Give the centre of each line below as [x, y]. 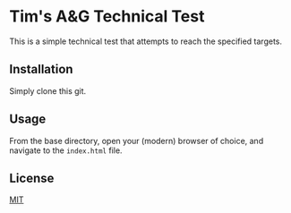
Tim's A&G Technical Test [107, 17]
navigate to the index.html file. [66, 150]
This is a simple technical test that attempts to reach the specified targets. [145, 41]
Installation [41, 69]
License [32, 178]
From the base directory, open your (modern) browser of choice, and [137, 141]
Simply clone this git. [48, 90]
